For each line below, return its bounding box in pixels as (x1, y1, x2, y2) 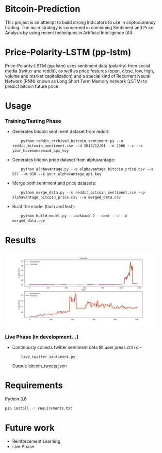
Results (5, 234, 36, 245)
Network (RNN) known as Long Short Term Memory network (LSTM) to (5, 78, 147, 84)
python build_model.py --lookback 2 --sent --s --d (21, 213, 128, 219)
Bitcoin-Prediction (5, 3, 81, 15)
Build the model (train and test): (12, 204, 75, 210)
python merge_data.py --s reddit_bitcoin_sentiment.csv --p (21, 190, 145, 195)
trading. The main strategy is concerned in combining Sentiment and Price (5, 24, 154, 30)
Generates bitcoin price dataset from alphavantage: (12, 157, 115, 163)
